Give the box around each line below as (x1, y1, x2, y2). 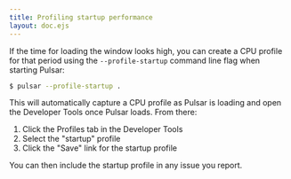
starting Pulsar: (9, 64, 65, 75)
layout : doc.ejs (9, 21, 69, 30)
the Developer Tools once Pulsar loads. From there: (9, 107, 198, 118)
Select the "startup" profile (21, 134, 121, 144)
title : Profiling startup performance (9, 12, 153, 22)
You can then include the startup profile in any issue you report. (9, 160, 243, 171)
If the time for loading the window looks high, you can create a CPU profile (9, 45, 283, 56)
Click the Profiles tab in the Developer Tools (21, 124, 183, 135)
